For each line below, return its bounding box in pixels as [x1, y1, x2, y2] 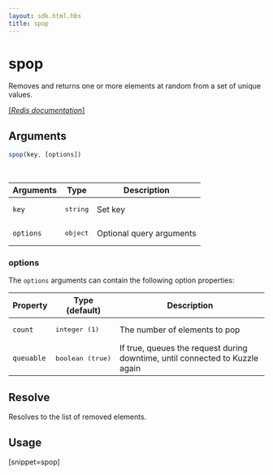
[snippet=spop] [8, 457, 61, 467]
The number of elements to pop [119, 324, 240, 335]
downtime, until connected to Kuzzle [119, 352, 258, 364]
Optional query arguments [96, 227, 197, 239]
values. [8, 90, 32, 100]
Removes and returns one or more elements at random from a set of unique [8, 81, 262, 91]
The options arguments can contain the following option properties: [8, 275, 235, 285]
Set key [96, 204, 126, 215]
